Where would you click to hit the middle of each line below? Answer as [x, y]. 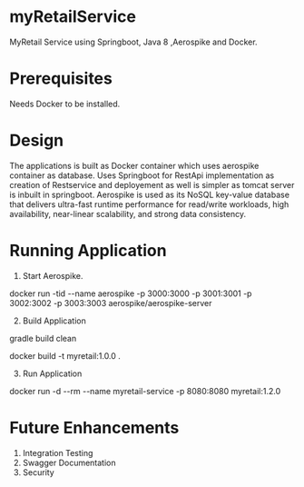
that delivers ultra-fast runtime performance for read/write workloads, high [149, 204]
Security [38, 472]
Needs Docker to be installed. [65, 104]
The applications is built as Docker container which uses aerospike [134, 165]
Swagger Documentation [69, 462]
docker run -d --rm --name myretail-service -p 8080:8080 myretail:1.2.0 [145, 391]
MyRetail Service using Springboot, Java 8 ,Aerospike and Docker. [133, 42]
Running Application [88, 251]
